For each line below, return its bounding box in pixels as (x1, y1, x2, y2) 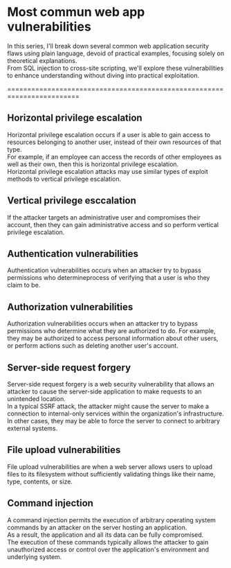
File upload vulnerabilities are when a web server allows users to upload (7, 462, 213, 471)
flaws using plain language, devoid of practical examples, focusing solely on (7, 49, 225, 57)
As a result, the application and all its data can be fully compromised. (7, 531, 204, 539)
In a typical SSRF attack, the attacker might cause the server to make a (7, 402, 210, 410)
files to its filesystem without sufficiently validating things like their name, (7, 470, 216, 478)
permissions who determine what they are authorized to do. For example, (7, 327, 216, 335)
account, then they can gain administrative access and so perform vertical (7, 220, 219, 229)
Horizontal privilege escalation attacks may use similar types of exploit (7, 167, 209, 175)
